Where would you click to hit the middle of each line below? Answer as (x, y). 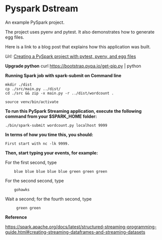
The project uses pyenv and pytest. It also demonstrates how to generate (80, 32)
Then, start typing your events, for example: (52, 153)
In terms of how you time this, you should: (49, 135)
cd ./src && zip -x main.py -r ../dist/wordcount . (59, 93)
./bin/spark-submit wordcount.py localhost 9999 (56, 125)
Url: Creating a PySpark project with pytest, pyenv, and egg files (71, 56)
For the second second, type (35, 181)
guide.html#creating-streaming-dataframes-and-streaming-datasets (75, 232)
